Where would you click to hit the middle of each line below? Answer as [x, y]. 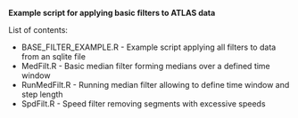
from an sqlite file [54, 56]
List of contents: [38, 30]
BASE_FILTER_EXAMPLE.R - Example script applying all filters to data [149, 47]
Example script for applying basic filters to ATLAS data [112, 13]
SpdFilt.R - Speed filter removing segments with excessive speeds [143, 104]
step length [42, 94]
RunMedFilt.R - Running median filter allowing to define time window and [155, 85]
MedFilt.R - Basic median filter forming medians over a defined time [146, 66]
